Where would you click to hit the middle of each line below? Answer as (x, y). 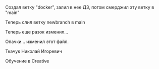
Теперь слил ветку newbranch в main (45, 22)
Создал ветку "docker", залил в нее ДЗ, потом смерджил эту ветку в (80, 7)
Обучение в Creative (27, 61)
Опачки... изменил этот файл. (37, 41)
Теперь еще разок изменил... (37, 32)
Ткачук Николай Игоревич (34, 51)
